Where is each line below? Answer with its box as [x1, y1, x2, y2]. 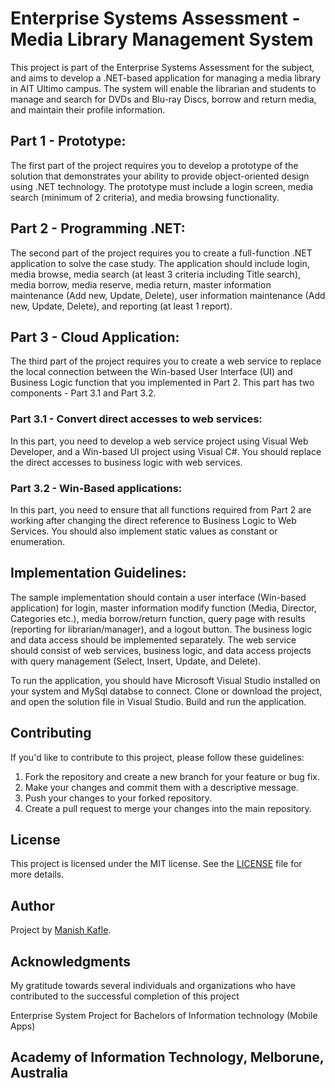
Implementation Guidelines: [10, 565, 187, 582]
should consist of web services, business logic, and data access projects [10, 644, 312, 656]
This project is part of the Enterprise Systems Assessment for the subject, [10, 61, 315, 73]
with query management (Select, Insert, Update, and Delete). [10, 655, 262, 667]
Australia [10, 1065, 69, 1082]
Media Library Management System [10, 28, 314, 51]
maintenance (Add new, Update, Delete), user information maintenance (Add [10, 289, 326, 301]
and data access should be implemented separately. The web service [10, 633, 297, 646]
